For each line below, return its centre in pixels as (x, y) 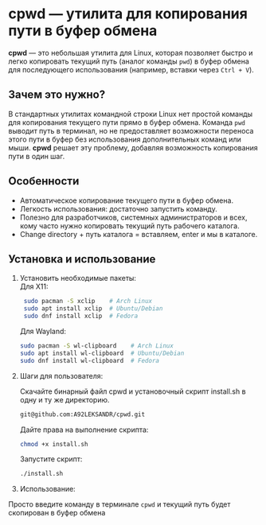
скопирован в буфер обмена (57, 513)
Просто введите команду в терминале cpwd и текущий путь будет (119, 504)
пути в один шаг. (37, 156)
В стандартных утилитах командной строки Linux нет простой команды (131, 114)
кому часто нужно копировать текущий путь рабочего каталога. (130, 226)
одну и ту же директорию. (65, 399)
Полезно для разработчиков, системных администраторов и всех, (133, 217)
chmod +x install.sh (54, 444)
